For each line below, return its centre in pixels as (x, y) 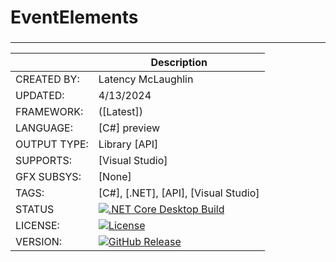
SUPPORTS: (44, 161)
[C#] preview (129, 128)
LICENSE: (37, 226)
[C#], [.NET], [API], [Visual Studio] (179, 193)
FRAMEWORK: (49, 112)
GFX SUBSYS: (48, 177)
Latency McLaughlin (146, 79)
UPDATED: (40, 96)
